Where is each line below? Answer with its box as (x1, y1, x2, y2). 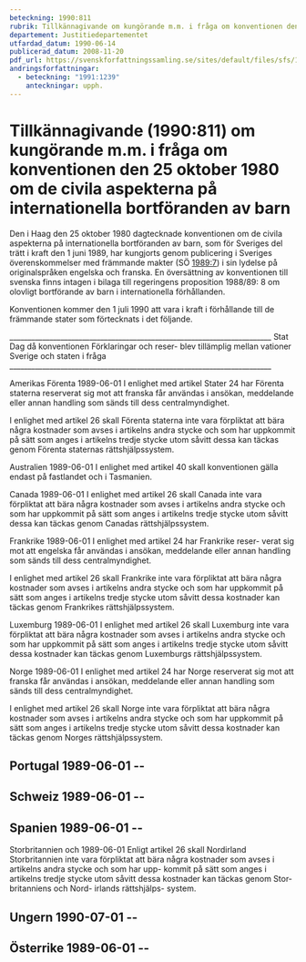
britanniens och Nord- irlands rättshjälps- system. (9, 883, 197, 894)
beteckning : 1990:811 (9, 13, 92, 23)
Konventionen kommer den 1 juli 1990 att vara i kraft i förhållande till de (9, 303, 275, 314)
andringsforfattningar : (9, 65, 100, 74)
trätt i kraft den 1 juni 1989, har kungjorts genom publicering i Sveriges (9, 247, 273, 258)
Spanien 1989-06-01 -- (9, 820, 143, 835)
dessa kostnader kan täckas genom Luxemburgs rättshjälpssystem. (9, 648, 262, 659)
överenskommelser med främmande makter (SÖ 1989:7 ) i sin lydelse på (9, 257, 278, 268)
